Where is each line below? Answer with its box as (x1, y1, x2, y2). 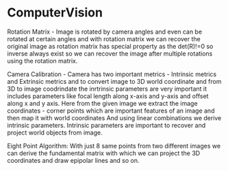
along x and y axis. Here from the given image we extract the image (7, 99, 198, 107)
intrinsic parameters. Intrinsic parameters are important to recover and (7, 121, 206, 129)
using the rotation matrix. (7, 56, 78, 65)
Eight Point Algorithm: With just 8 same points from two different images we (7, 141, 221, 150)
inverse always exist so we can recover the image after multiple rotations (7, 49, 213, 58)
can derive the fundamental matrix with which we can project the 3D (7, 149, 201, 157)
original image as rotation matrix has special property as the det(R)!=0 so (7, 42, 214, 50)
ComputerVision (7, 5, 103, 21)
